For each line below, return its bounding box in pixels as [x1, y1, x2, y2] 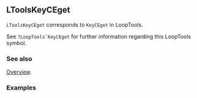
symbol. [6, 39, 26, 46]
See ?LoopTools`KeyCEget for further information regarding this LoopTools [6, 33, 191, 40]
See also [6, 54, 32, 63]
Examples [6, 83, 37, 92]
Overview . [6, 68, 32, 75]
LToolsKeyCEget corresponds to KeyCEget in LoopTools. [6, 21, 144, 28]
